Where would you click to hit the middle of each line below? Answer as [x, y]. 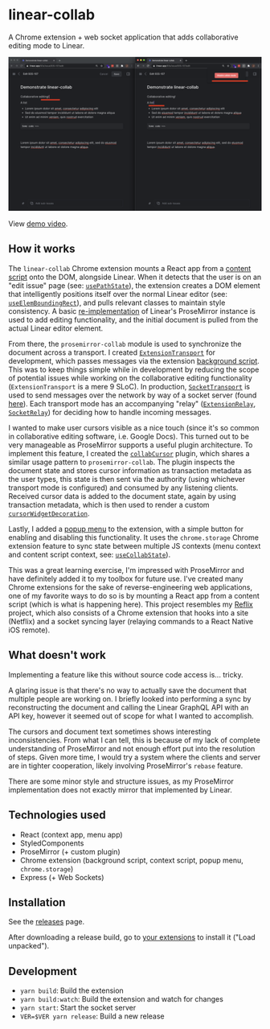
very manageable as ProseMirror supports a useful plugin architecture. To [131, 445]
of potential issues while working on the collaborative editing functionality [131, 378]
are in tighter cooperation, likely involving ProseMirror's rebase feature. [126, 765]
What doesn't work [57, 655]
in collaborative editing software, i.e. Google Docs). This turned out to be [129, 436]
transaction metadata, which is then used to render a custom [109, 504]
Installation [37, 902]
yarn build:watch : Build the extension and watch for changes [121, 999]
